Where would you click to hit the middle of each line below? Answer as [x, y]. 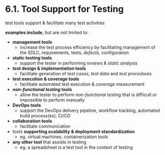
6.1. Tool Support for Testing [65, 9]
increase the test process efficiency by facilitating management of [87, 47]
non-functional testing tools [42, 89]
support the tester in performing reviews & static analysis [79, 63]
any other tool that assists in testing [49, 142]
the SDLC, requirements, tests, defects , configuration [74, 52]
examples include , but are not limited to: [47, 32]
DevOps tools [27, 105]
